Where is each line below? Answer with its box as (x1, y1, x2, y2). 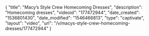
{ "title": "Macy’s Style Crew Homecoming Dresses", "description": (5, 4, 143, 10)
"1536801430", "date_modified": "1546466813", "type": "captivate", (5, 15, 144, 20)
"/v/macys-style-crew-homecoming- (54, 20, 130, 26)
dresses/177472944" (5, 25, 49, 31)
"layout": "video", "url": (5, 20, 53, 26)
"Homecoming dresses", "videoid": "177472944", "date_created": (5, 9, 140, 15)
